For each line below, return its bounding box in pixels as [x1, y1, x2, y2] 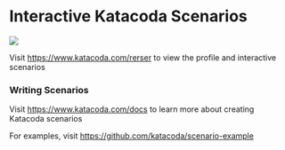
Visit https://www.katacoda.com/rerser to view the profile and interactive [9, 51, 277, 63]
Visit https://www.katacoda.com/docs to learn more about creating [9, 104, 255, 114]
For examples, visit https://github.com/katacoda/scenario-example [9, 130, 254, 141]
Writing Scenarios [9, 83, 89, 96]
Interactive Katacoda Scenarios [9, 6, 248, 27]
